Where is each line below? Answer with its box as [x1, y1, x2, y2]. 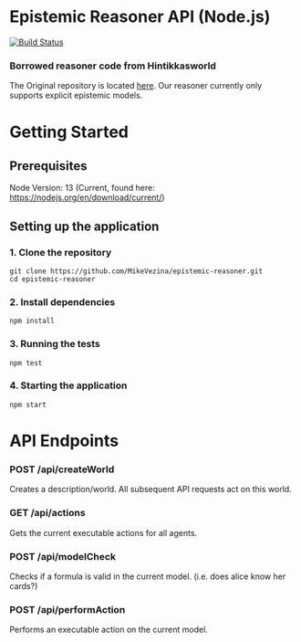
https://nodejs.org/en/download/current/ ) [9, 192, 166, 203]
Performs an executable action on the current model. [9, 624, 208, 636]
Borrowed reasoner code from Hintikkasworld [9, 59, 217, 72]
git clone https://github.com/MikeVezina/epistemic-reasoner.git [9, 267, 263, 276]
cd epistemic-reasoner [9, 274, 96, 284]
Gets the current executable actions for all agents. [9, 527, 198, 538]
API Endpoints [9, 431, 119, 451]
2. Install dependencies [9, 295, 116, 308]
